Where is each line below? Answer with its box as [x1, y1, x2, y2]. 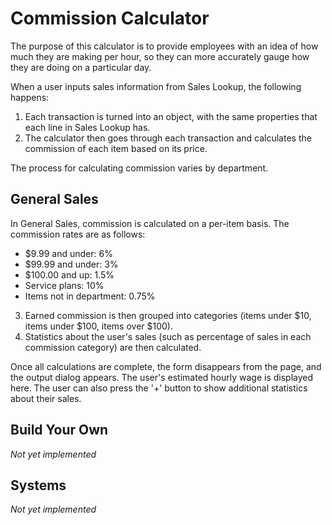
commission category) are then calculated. [24, 341, 202, 353]
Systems [10, 477, 67, 494]
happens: [10, 91, 50, 103]
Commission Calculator [10, 7, 210, 30]
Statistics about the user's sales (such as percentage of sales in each [24, 330, 312, 342]
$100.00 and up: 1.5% [24, 268, 115, 281]
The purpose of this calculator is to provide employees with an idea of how [10, 40, 319, 52]
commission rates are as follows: [10, 228, 146, 240]
